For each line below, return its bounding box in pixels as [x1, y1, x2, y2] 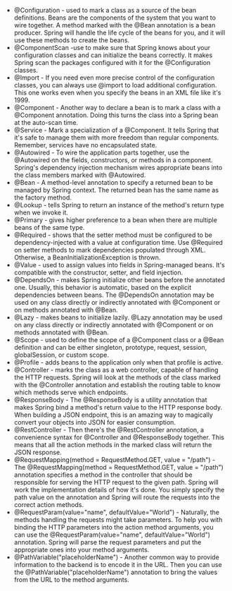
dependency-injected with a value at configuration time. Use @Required [13, 238, 224, 246]
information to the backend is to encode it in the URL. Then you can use [13, 561, 223, 568]
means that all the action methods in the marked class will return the [13, 441, 212, 449]
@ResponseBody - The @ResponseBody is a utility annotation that [13, 396, 207, 404]
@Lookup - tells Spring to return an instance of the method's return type [13, 201, 224, 209]
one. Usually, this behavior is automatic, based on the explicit [13, 284, 192, 291]
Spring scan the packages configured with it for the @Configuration [13, 59, 211, 66]
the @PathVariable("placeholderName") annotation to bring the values [13, 568, 218, 576]
